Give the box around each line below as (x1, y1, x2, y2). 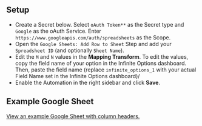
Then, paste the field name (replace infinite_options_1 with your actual (15, 66, 197, 73)
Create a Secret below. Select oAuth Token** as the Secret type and (15, 21, 184, 28)
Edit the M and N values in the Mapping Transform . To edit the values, (15, 53, 189, 60)
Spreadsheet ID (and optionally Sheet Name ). (15, 47, 124, 54)
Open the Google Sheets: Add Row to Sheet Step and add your (15, 40, 172, 47)
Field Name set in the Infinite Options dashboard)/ (15, 72, 140, 79)
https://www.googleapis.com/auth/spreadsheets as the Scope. (15, 33, 171, 41)
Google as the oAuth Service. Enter (15, 27, 102, 35)
